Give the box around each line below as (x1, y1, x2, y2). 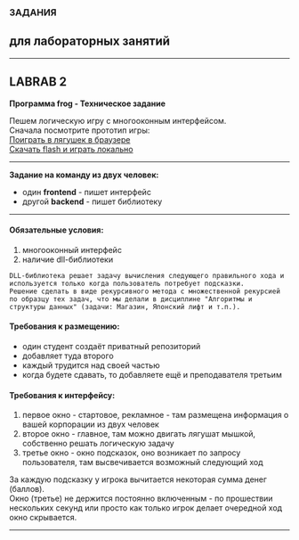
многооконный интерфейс (21, 244, 123, 255)
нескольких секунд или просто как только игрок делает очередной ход (9, 503, 283, 513)
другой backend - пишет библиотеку (21, 196, 163, 207)
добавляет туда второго (21, 350, 114, 361)
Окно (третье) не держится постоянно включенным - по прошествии (9, 493, 273, 504)
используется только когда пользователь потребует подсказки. (9, 279, 245, 288)
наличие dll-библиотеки (21, 254, 114, 265)
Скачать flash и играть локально (9, 143, 133, 154)
